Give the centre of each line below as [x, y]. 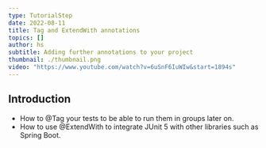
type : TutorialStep [40, 15]
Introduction [40, 99]
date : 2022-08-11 [37, 23]
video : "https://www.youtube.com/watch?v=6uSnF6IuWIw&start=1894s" [122, 67]
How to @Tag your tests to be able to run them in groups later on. [127, 118]
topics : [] [26, 38]
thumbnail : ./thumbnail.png [55, 60]
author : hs [26, 45]
